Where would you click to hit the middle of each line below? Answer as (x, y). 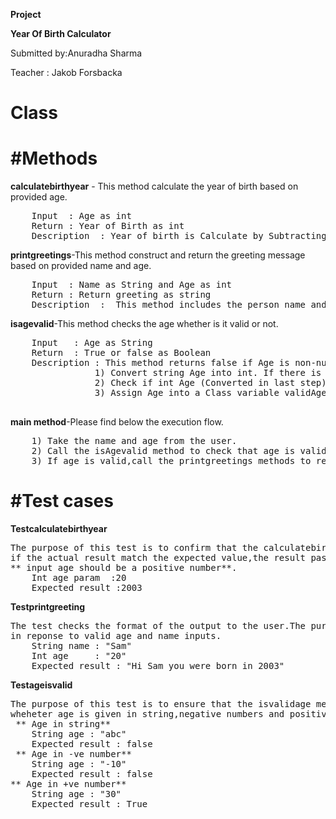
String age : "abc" (79, 734)
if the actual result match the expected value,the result (158, 558)
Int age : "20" (79, 656)
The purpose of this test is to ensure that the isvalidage (161, 704)
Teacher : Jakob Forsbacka (66, 72)
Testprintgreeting (48, 607)
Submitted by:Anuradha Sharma (76, 53)
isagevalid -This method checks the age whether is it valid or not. (144, 324)
